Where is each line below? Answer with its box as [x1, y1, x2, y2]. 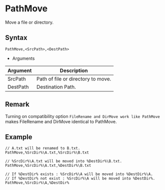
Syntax [5, 34, 28, 42]
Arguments [12, 55, 35, 61]
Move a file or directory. [5, 19, 54, 25]
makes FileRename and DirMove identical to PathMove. [5, 118, 117, 124]
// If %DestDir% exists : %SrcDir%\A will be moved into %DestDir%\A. [5, 172, 153, 177]
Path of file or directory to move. [36, 75, 112, 82]
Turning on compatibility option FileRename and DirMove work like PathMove [5, 113, 160, 119]
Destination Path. [36, 83, 76, 90]
